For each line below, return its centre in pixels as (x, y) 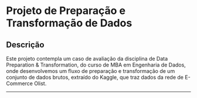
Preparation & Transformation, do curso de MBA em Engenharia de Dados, (96, 65)
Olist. (40, 83)
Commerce (20, 83)
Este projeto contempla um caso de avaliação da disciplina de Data (87, 59)
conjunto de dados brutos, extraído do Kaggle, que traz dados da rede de (95, 77)
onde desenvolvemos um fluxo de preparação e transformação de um (91, 71)
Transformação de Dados (69, 23)
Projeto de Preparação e (66, 11)
